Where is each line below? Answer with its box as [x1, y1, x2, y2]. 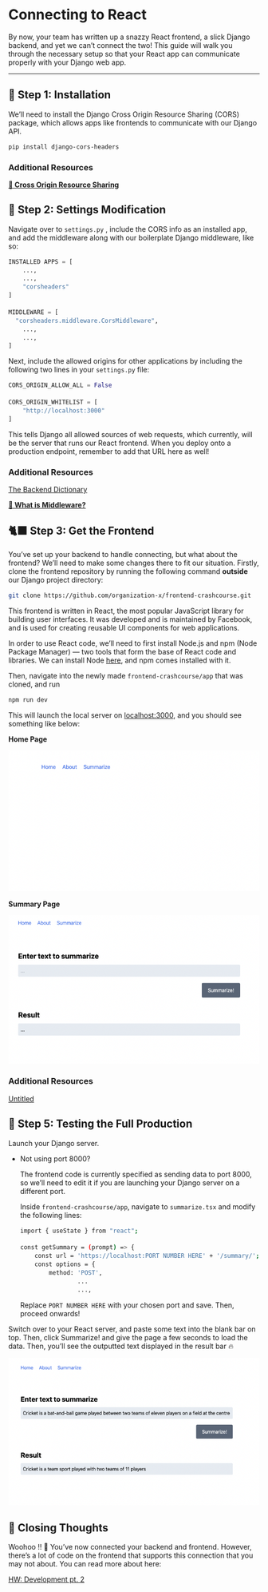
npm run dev [8, 695, 48, 704]
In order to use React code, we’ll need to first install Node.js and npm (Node [8, 638, 258, 648]
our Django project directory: [8, 575, 104, 584]
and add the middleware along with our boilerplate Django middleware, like [8, 233, 254, 242]
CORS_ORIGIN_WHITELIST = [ [8, 398, 98, 407]
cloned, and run [8, 679, 61, 689]
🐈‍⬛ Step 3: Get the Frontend [8, 524, 155, 538]
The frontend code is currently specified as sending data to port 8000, [19, 1169, 253, 1179]
